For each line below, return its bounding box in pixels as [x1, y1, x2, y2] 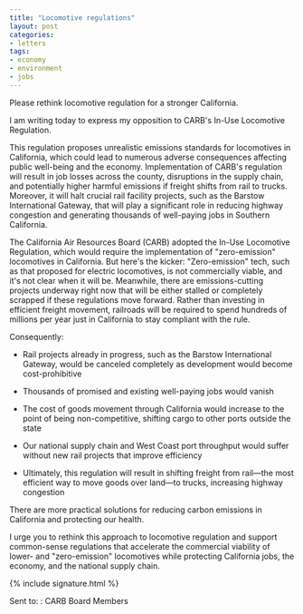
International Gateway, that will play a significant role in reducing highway [9, 200, 283, 210]
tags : [9, 47, 30, 56]
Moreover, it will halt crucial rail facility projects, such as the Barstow [9, 190, 265, 200]
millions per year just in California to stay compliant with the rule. [9, 314, 251, 325]
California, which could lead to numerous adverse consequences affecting [9, 151, 288, 162]
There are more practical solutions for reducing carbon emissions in [9, 504, 262, 515]
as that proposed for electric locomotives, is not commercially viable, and [9, 265, 283, 277]
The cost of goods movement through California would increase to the [22, 403, 285, 414]
